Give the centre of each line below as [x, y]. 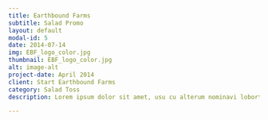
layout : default [35, 30]
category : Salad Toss [44, 89]
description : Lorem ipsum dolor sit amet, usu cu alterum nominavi [123, 97]
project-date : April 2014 [51, 75]
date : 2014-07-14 [37, 45]
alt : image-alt [33, 68]
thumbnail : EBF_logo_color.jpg [60, 60]
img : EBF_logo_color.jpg [49, 52]
